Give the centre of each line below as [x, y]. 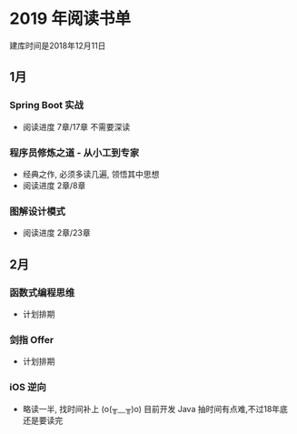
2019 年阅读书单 [70, 19]
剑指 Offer [32, 339]
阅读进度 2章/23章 [56, 233]
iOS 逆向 [28, 388]
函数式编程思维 [42, 292]
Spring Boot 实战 [47, 106]
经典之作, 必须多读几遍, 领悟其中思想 [91, 174]
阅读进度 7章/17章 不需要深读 [76, 126]
